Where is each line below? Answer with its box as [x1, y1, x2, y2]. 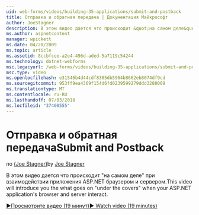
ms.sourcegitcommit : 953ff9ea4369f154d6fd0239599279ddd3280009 [6, 81, 166, 87]
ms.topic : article [6, 48, 52, 53]
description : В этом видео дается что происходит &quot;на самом [6, 25, 171, 31]
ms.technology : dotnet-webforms [6, 58, 86, 64]
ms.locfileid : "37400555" [6, 102, 70, 109]
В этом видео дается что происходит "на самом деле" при [6, 172, 155, 179]
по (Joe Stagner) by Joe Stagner [6, 160, 85, 167]
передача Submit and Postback [6, 141, 164, 154]
